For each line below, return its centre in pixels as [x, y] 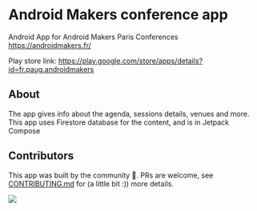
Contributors [41, 156]
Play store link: [32, 61]
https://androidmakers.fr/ [50, 45]
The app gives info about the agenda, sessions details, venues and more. [129, 113]
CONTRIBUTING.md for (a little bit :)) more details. [91, 183]
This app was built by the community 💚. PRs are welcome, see [111, 175]
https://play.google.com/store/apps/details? [131, 61]
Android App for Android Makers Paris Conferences [93, 37]
